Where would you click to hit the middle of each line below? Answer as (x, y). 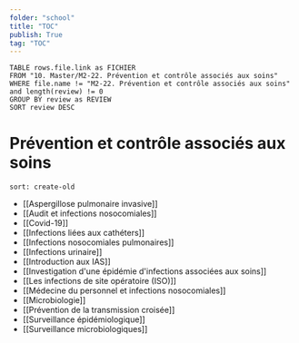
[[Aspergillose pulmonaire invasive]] (90, 204)
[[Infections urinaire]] (62, 252)
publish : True (36, 34)
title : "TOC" (34, 26)
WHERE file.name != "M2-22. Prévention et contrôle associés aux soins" (150, 84)
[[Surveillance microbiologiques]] (85, 329)
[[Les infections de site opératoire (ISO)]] (100, 281)
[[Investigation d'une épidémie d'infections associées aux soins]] (145, 271)
